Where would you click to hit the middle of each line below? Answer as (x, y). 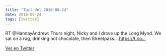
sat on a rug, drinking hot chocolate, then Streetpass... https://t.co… (75, 38)
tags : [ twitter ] (22, 19)
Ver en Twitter (20, 48)
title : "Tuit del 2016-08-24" (37, 10)
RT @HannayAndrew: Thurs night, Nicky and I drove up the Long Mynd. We (83, 33)
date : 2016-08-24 (23, 14)
